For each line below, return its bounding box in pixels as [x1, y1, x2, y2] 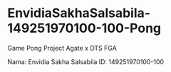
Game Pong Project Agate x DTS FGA [7, 43, 118, 52]
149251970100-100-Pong [7, 20, 162, 36]
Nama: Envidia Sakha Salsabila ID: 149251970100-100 [7, 57, 165, 66]
